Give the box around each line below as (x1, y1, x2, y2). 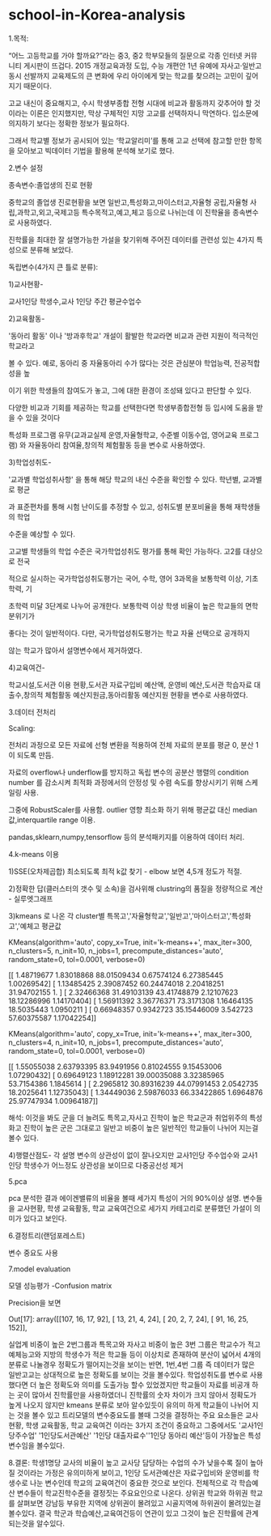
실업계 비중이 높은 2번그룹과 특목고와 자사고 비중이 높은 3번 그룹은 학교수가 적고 (8, 1339, 261, 1349)
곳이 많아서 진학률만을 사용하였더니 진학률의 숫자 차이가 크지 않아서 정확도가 (16, 1390, 257, 1399)
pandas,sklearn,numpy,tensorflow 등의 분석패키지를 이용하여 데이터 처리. (8, 832, 245, 842)
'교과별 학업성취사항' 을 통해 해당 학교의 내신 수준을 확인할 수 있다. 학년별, (8, 474, 241, 484)
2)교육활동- (8, 313, 45, 323)
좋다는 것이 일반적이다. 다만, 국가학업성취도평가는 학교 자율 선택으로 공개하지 (8, 628, 251, 638)
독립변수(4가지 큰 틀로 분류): (8, 261, 99, 272)
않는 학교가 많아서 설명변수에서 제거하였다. (8, 645, 143, 655)
